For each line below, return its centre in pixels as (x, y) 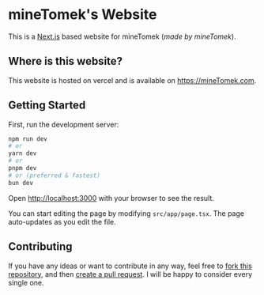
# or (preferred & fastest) (55, 176)
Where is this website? (66, 61)
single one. (26, 282)
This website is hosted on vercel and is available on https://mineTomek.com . (132, 80)
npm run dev (28, 139)
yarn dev (23, 153)
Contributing (40, 247)
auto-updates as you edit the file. (62, 221)
